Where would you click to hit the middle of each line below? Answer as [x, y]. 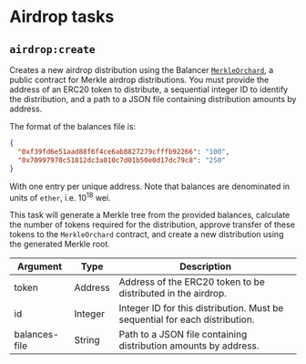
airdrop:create [52, 49]
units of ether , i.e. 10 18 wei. [60, 196]
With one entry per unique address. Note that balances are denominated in [150, 186]
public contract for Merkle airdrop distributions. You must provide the [139, 80]
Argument [39, 266]
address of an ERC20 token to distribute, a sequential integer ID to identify [149, 89]
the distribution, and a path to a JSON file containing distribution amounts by [153, 99]
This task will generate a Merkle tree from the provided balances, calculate [150, 215]
